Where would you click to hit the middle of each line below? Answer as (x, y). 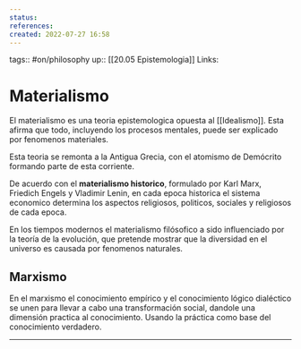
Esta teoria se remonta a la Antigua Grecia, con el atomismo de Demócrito (146, 157)
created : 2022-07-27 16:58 (60, 34)
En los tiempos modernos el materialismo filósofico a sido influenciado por (147, 230)
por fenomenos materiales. (59, 140)
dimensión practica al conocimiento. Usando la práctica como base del (140, 318)
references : (31, 26)
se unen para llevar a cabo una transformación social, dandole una (132, 308)
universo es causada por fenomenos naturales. (96, 249)
